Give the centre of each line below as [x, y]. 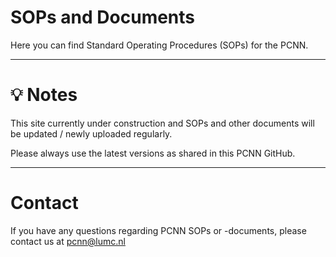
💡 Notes [44, 95]
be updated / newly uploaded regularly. [91, 133]
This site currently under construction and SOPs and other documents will [162, 123]
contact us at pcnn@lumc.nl [68, 241]
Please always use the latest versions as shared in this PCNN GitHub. [153, 153]
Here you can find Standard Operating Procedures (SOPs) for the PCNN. [159, 45]
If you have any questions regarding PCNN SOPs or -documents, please [158, 230]
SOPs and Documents [103, 17]
